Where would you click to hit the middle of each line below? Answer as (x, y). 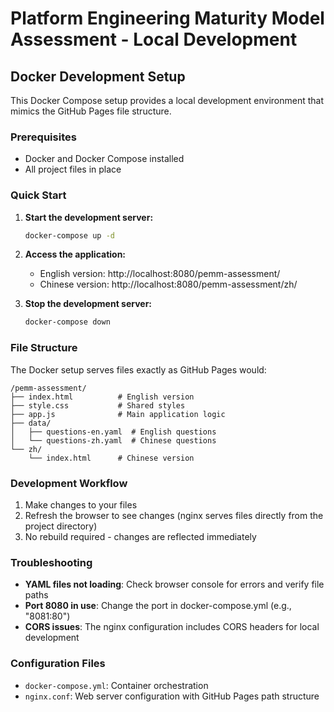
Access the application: (75, 254)
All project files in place (73, 169)
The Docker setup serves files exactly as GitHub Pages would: (138, 369)
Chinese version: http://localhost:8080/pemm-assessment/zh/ (168, 284)
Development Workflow (69, 483)
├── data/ (31, 423)
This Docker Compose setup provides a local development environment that (167, 100)
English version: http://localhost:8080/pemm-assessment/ (160, 274)
